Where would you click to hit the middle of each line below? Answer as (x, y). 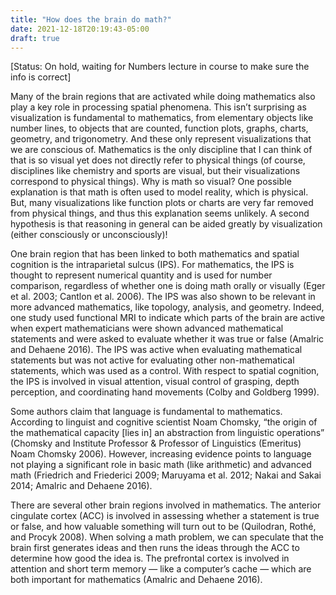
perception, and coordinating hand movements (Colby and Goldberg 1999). (165, 392)
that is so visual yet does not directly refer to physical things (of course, (158, 160)
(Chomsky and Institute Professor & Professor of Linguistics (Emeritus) (156, 443)
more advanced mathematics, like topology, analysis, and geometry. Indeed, (167, 307)
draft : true (35, 38)
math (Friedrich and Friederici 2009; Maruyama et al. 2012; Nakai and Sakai (166, 475)
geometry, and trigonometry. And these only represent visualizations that (161, 139)
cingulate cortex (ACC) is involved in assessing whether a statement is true (165, 516)
